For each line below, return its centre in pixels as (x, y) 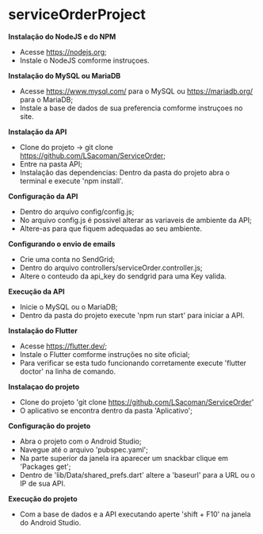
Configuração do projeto (50, 425)
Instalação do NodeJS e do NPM (62, 36)
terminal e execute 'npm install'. (71, 181)
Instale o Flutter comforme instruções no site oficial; (105, 354)
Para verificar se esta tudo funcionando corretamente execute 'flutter (133, 363)
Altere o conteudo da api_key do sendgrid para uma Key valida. (123, 276)
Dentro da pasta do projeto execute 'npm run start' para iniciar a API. (132, 315)
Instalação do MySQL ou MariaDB (65, 75)
